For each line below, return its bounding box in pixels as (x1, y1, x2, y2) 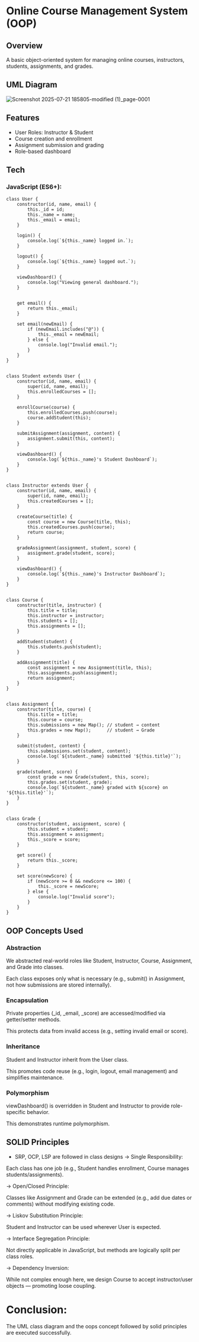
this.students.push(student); (27, 644, 102, 650)
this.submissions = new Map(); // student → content (27, 722, 161, 728)
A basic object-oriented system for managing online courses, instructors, (6, 57, 185, 63)
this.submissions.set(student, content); (27, 748, 131, 754)
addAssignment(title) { (17, 659, 76, 666)
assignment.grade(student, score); (27, 550, 115, 556)
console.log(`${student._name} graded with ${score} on (27, 784, 168, 791)
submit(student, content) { (17, 743, 86, 749)
